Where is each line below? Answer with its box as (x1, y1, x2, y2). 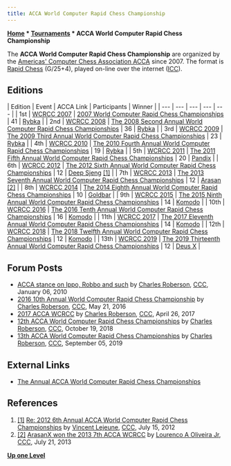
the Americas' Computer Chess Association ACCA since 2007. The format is (7, 57, 224, 66)
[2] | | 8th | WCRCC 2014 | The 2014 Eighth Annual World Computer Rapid (7, 184, 218, 192)
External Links (7, 359, 71, 371)
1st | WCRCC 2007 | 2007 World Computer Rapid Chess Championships (19, 110, 224, 118)
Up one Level (7, 451, 46, 459)
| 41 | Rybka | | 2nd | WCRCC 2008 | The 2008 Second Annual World (7, 117, 203, 126)
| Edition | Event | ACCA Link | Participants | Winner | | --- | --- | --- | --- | (7, 103, 216, 111)
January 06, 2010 (17, 288, 68, 296)
